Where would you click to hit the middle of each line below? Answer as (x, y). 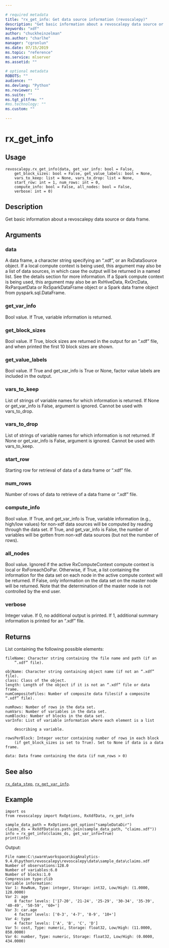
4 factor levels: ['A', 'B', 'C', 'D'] (56, 923)
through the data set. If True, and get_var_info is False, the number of (77, 529)
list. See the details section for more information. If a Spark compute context (84, 276)
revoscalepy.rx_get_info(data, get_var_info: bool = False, (70, 169)
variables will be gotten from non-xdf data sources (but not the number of (82, 535)
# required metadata (27, 15)
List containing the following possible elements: (55, 649)
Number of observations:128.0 (37, 865)
